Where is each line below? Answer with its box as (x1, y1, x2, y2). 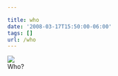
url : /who (7, 36, 37, 43)
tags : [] (7, 30, 33, 37)
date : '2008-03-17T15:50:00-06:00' (7, 23, 112, 30)
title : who (7, 16, 40, 23)
